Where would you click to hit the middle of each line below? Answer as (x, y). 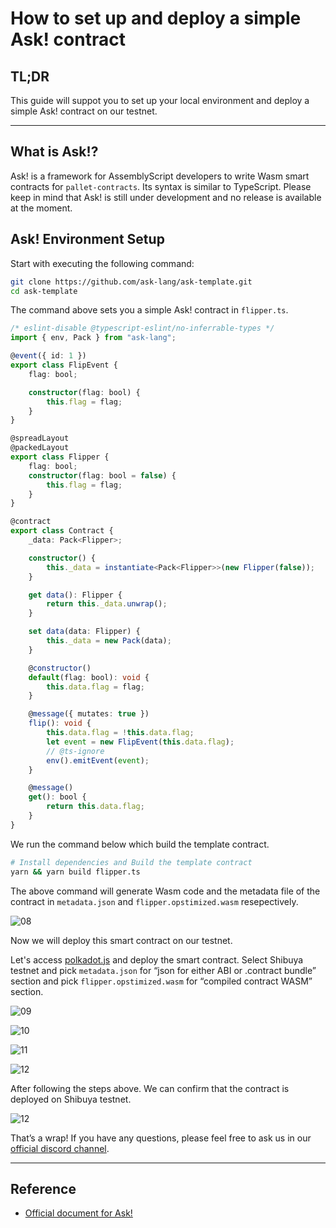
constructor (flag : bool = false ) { (102, 475)
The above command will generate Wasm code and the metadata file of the (165, 891)
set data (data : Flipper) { (84, 632)
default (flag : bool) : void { (89, 677)
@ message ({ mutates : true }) (89, 714)
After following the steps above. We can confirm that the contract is (150, 1088)
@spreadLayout (40, 438)
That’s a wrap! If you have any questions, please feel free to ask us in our (161, 1138)
